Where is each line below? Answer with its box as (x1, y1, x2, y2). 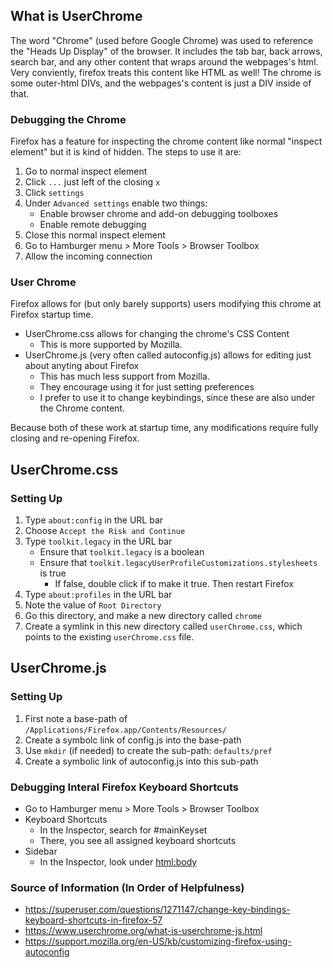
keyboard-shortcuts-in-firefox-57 (24, 914, 163, 926)
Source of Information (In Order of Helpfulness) (10, 881, 245, 894)
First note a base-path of (24, 712, 128, 724)
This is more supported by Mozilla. (39, 339, 183, 351)
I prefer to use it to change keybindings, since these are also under (39, 392, 316, 404)
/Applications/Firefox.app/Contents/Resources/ (24, 725, 227, 735)
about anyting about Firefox (24, 360, 140, 372)
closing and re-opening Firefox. (10, 432, 140, 444)
